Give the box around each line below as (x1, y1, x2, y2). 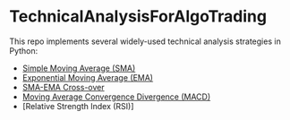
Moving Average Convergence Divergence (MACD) (21, 91, 211, 102)
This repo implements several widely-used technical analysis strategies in (9, 36, 282, 47)
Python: (9, 45, 38, 56)
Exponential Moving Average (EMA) (21, 72, 154, 82)
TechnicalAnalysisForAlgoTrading (9, 6, 267, 27)
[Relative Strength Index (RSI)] (21, 100, 134, 111)
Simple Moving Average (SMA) (21, 63, 136, 73)
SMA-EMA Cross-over (21, 81, 105, 92)
